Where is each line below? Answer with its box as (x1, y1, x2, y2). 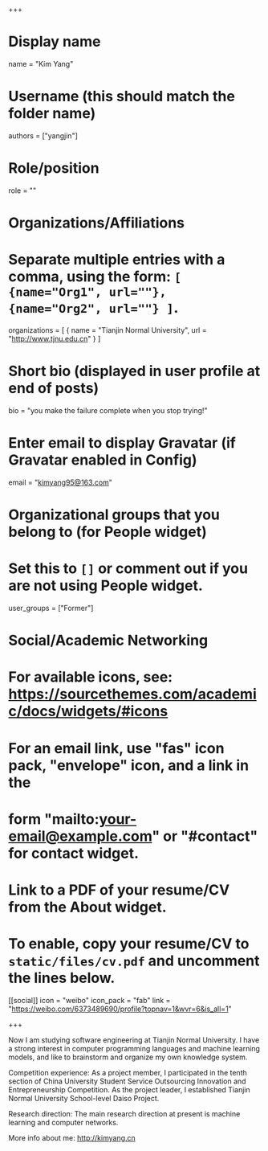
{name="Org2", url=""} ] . (8, 299, 179, 317)
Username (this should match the (8, 88, 235, 105)
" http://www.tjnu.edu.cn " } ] (8, 334, 101, 343)
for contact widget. (8, 844, 139, 862)
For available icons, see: (8, 668, 173, 686)
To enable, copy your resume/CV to (8, 935, 250, 953)
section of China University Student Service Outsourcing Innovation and (8, 1076, 246, 1086)
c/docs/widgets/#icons (8, 702, 169, 720)
